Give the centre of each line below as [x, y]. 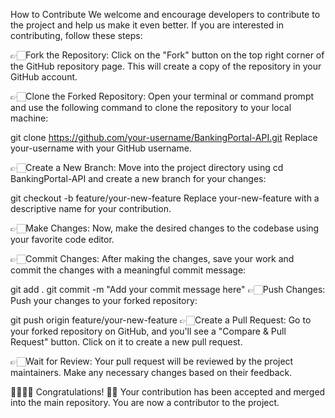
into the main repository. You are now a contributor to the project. [145, 402]
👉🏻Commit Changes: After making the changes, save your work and [152, 258]
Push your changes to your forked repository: [104, 300]
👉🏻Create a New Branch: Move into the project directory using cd [147, 167]
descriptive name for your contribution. [91, 208]
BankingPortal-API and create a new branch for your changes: [138, 178]
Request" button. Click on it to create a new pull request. [126, 342]
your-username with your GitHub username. [101, 148]
